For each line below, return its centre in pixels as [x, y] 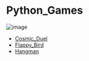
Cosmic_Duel [31, 38]
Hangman [27, 51]
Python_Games [45, 10]
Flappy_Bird [29, 45]
